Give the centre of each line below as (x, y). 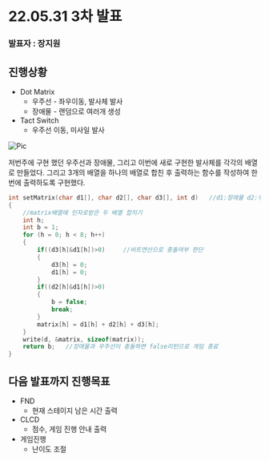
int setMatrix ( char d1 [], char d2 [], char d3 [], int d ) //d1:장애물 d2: (133, 197)
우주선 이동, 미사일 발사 (68, 130)
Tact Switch (39, 120)
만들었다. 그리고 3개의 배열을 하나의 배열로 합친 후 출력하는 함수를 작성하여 (133, 172)
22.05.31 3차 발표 (65, 16)
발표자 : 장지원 (34, 43)
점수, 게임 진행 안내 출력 (69, 429)
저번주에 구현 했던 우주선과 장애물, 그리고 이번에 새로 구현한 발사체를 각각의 (126, 162)
